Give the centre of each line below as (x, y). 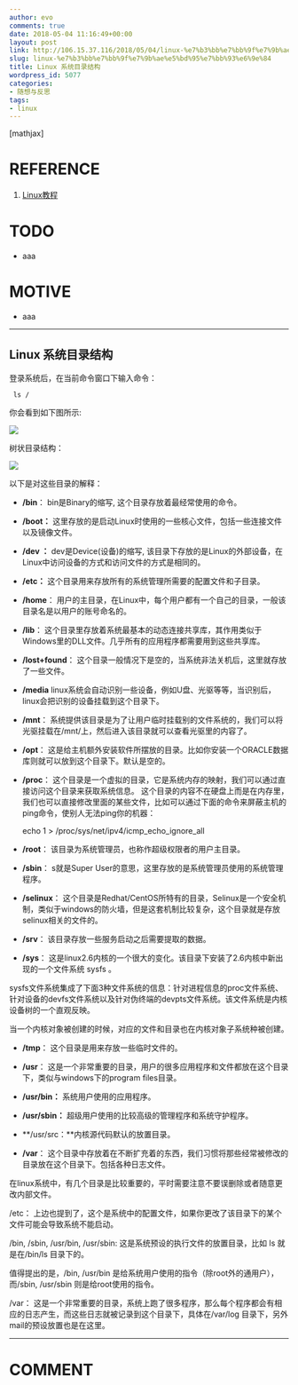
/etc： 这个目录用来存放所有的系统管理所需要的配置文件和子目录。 (143, 581)
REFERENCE (55, 169)
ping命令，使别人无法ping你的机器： (89, 812)
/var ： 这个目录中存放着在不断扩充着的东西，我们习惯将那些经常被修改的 (155, 1153)
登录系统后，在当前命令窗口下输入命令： (83, 377)
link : (19, 51)
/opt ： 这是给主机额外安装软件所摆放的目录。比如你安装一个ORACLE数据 (155, 749)
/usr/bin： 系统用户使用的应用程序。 (89, 1096)
